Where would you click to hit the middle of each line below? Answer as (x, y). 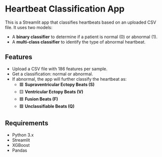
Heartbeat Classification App (65, 9)
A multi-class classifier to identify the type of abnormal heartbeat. (79, 42)
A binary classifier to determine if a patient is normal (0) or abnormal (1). (85, 37)
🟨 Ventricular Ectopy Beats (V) (51, 92)
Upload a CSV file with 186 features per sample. (60, 69)
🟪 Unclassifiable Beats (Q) (47, 106)
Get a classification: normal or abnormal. (52, 74)
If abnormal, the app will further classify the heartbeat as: (69, 79)
